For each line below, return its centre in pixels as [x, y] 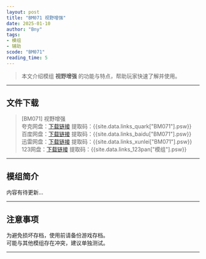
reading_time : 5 [27, 58]
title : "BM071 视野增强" [36, 18]
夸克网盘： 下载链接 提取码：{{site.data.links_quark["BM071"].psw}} [106, 126]
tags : [13, 35]
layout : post [23, 12]
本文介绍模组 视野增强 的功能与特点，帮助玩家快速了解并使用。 [101, 76]
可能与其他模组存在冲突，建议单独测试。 [57, 243]
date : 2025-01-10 [29, 23]
